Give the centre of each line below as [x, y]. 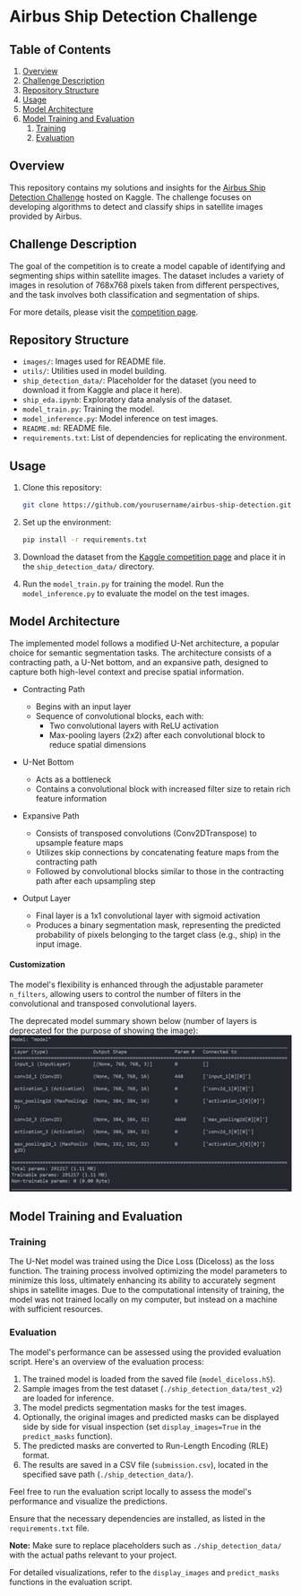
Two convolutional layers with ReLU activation [134, 725]
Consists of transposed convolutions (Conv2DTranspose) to [146, 833]
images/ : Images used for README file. [94, 361]
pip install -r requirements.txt [85, 540]
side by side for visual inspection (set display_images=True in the [142, 1427]
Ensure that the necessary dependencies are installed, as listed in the [138, 1518]
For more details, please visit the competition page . [104, 312]
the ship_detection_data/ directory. [88, 566]
